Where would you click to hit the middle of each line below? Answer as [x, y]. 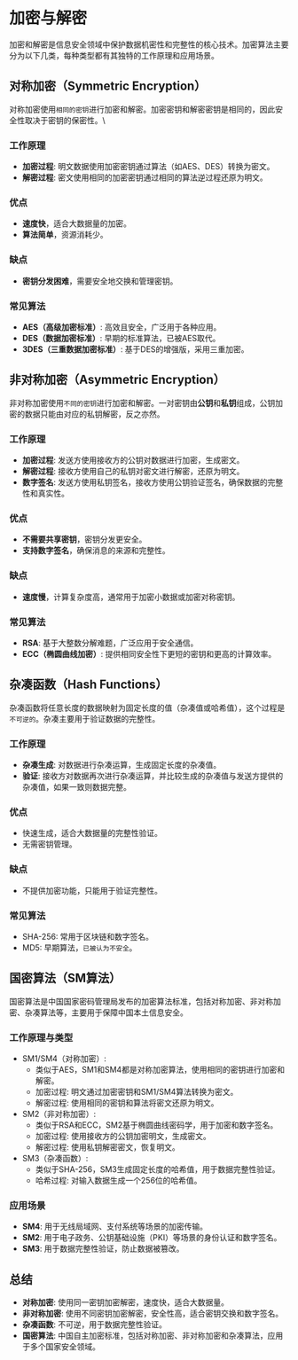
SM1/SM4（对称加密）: [64, 1059]
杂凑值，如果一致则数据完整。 [76, 787]
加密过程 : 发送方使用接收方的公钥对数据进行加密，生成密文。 [133, 460]
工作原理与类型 [41, 1037]
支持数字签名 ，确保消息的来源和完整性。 [96, 551]
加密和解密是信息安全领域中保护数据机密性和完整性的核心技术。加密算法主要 [149, 44]
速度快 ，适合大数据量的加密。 [76, 223]
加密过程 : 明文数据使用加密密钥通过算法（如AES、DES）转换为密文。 [148, 167]
